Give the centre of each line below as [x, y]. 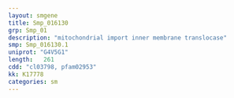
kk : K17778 [26, 74]
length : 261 [32, 60]
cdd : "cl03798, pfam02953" [52, 67]
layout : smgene [33, 15]
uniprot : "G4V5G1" [38, 52]
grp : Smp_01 [28, 30]
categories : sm [33, 81]
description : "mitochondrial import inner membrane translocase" [117, 38]
